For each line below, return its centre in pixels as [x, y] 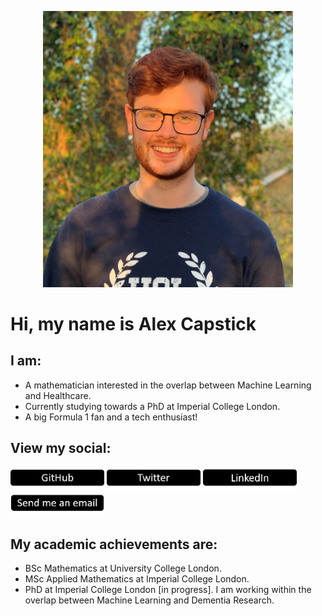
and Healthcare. [58, 395]
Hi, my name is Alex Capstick [133, 324]
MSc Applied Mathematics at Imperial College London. [137, 579]
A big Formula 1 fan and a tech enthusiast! [111, 417]
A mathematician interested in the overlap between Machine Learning [168, 385]
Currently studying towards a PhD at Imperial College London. [152, 406]
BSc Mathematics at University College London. [123, 568]
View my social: [61, 448]
